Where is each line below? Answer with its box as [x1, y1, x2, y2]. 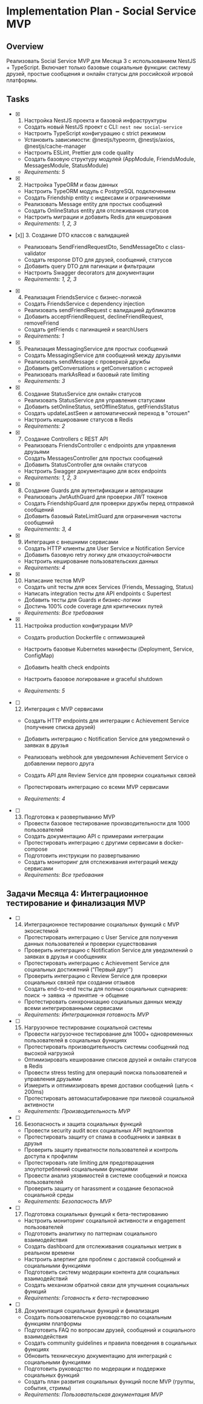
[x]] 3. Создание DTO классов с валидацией [15, 231, 129, 239]
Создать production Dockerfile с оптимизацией [24, 633, 145, 640]
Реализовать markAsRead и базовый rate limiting [24, 371, 150, 378]
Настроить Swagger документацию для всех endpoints [24, 467, 167, 474]
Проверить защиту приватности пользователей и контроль [24, 1146, 179, 1153]
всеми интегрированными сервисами [24, 1004, 123, 1011]
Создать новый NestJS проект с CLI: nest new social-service [24, 123, 183, 130]
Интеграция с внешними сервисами [24, 538, 119, 545]
